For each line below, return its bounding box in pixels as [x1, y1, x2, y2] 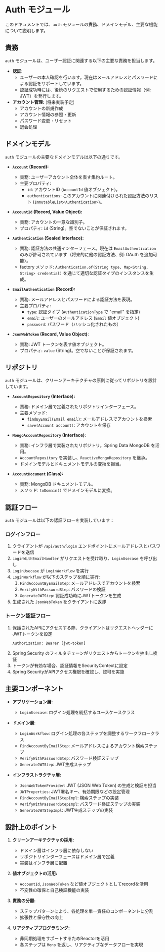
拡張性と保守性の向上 [19, 914, 63, 920]
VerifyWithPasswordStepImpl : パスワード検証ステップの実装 [19, 801, 141, 807]
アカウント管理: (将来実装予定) [12, 99, 75, 105]
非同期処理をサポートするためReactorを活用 [19, 936, 110, 942]
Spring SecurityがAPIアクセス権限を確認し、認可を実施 [12, 669, 124, 674]
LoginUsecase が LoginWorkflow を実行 [12, 568, 89, 574]
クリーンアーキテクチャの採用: [12, 837, 74, 843]
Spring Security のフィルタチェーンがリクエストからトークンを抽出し [12, 650, 153, 656]
